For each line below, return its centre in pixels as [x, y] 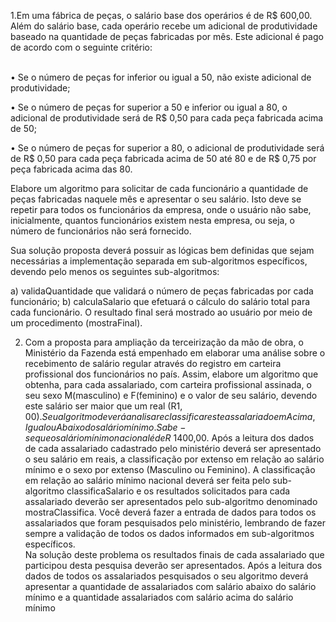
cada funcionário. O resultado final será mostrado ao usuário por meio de [161, 312]
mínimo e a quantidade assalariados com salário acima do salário [159, 597]
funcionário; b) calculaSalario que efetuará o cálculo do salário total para [160, 301]
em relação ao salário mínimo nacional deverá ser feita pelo [147, 480]
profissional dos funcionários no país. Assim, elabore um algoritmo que [171, 374]
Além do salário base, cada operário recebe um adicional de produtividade [164, 26]
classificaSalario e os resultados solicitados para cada [178, 491]
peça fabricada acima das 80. [71, 169]
